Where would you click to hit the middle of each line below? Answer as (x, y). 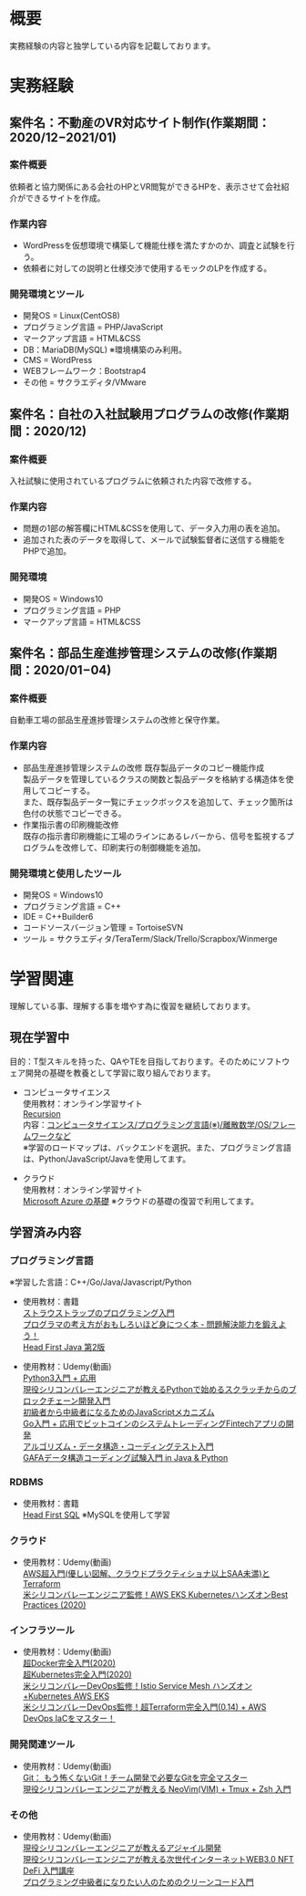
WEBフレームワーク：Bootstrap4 (84, 371)
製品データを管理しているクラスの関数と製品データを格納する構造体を (154, 779)
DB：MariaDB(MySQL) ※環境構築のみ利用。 (104, 350)
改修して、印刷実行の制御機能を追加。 (134, 847)
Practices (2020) (54, 1605)
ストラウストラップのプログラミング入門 (98, 1313)
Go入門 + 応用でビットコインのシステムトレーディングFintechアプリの (154, 1423)
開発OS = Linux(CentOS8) (71, 316)
